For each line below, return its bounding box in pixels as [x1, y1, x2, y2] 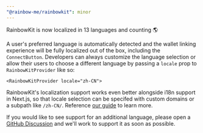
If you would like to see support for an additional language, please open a [6, 113, 191, 121]
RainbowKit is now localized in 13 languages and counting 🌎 [6, 26, 158, 34]
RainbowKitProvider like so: [6, 66, 75, 73]
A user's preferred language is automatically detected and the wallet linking [6, 40, 196, 48]
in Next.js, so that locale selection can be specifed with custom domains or [6, 95, 195, 102]
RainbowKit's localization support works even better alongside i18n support [6, 88, 196, 96]
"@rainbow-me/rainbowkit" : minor [6, 9, 91, 15]
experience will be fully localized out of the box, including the [6, 46, 160, 54]
